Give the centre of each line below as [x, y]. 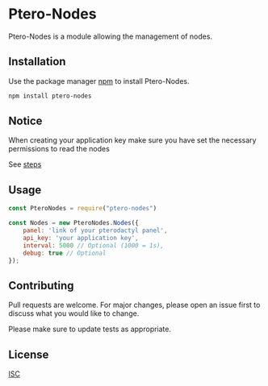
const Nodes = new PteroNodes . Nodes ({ [73, 223]
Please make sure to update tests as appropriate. [90, 329]
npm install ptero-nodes [50, 96]
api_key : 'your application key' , [81, 238]
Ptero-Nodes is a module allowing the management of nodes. [110, 36]
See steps [25, 164]
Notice [25, 121]
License [29, 354]
